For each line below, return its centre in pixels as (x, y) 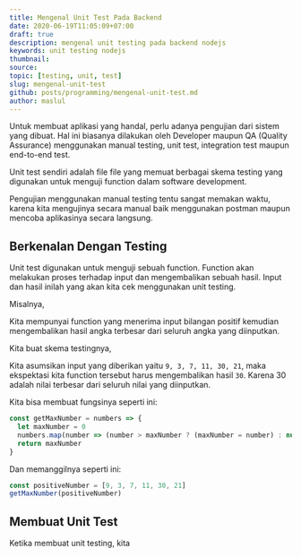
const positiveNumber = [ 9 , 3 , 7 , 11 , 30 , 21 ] (98, 485)
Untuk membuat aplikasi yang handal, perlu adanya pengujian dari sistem (144, 126)
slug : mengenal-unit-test (57, 84)
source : (24, 68)
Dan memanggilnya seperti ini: (65, 469)
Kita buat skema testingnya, (60, 348)
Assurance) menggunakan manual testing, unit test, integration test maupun (149, 145)
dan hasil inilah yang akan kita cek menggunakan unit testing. (123, 287)
